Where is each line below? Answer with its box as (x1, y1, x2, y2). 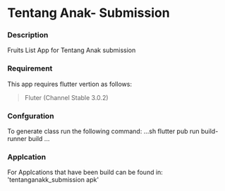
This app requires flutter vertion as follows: (7, 80, 133, 88)
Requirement (7, 63, 53, 73)
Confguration (7, 111, 54, 121)
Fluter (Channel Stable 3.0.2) (24, 93, 109, 101)
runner (7, 135, 27, 143)
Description (7, 30, 49, 40)
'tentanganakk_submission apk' (7, 175, 99, 184)
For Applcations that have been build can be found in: (7, 168, 164, 177)
